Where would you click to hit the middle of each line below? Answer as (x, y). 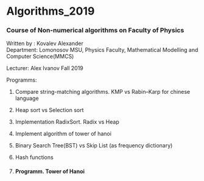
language (27, 98)
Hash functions (34, 157)
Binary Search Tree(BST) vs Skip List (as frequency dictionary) (94, 146)
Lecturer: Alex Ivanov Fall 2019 (45, 68)
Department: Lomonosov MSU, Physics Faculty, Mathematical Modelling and (102, 50)
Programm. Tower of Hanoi (50, 171)
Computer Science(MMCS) (40, 57)
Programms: (22, 80)
